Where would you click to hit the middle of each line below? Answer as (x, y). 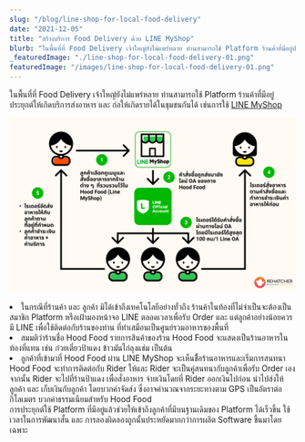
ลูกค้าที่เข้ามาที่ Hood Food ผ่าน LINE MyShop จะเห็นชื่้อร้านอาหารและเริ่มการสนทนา (153, 358)
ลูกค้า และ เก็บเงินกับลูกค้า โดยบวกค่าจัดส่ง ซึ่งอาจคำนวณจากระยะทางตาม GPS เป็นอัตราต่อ (146, 389)
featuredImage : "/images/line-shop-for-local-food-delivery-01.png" (142, 67)
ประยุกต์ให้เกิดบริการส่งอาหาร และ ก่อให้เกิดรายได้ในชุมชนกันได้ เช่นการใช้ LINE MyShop (146, 104)
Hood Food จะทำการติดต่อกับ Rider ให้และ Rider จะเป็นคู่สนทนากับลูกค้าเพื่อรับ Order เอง (152, 368)
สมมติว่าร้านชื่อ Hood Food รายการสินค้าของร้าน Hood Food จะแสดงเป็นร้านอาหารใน (155, 338)
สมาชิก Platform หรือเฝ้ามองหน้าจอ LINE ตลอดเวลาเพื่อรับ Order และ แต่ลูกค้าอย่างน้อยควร (151, 317)
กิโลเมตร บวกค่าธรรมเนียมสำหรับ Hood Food (81, 399)
